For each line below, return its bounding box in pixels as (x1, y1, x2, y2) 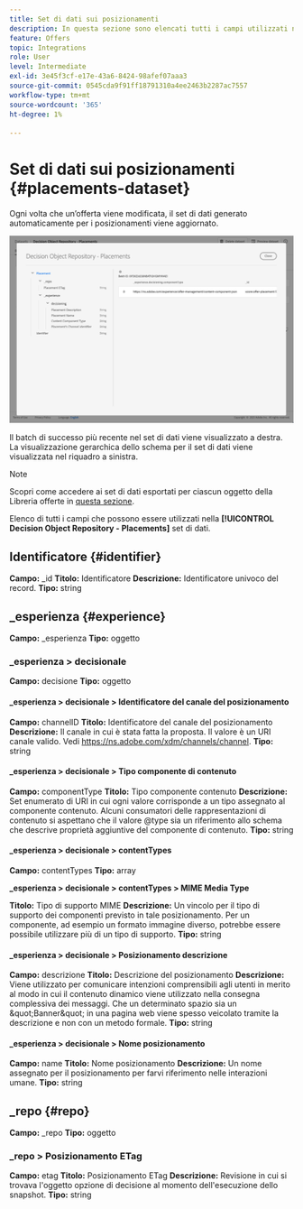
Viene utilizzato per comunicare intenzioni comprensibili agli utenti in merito (9, 979, 291, 990)
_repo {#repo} (9, 1103, 90, 1119)
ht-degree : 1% (9, 109, 63, 119)
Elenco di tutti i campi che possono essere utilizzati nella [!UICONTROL (9, 513, 275, 524)
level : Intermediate (9, 62, 87, 71)
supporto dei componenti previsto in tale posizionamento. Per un (9, 909, 250, 920)
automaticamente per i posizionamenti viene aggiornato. (9, 217, 219, 229)
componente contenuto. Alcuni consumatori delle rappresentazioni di (9, 805, 266, 816)
